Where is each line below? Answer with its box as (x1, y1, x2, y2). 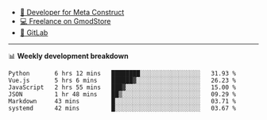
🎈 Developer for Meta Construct (19, 8, 125, 17)
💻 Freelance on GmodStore (19, 17, 111, 25)
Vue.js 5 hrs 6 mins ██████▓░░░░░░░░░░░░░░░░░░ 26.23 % (8, 76, 237, 84)
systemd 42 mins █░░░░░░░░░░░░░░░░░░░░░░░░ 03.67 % (8, 104, 237, 112)
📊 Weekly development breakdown (8, 52, 129, 60)
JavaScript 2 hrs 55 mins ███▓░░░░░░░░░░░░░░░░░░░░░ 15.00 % (8, 83, 237, 91)
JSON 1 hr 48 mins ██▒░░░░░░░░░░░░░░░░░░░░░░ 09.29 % (8, 91, 237, 99)
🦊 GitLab (19, 28, 48, 37)
